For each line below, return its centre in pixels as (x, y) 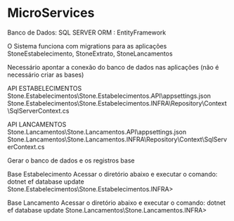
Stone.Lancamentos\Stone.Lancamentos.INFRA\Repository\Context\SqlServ (117, 139)
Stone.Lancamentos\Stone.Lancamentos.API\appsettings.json (97, 132)
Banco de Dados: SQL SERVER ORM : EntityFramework (87, 32)
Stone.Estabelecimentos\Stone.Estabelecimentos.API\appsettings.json (109, 96)
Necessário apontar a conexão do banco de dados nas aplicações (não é (113, 67)
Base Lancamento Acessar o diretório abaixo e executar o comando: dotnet (117, 203)
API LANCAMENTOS (37, 124)
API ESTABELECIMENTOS (45, 88)
